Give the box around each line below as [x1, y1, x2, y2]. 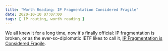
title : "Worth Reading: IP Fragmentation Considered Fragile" [5, 7, 139, 12]
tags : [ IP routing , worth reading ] [5, 16, 85, 21]
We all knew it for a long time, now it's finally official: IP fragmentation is [5, 30, 155, 36]
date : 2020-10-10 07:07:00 [5, 12, 62, 17]
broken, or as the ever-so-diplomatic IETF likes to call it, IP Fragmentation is [5, 35, 163, 41]
